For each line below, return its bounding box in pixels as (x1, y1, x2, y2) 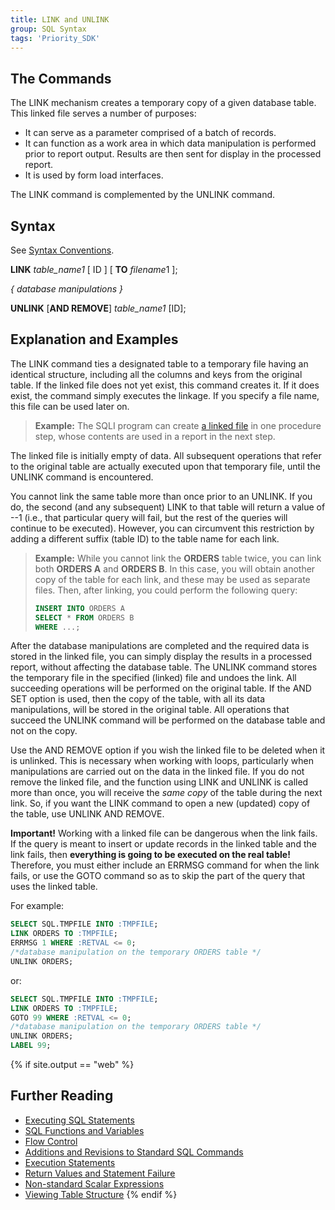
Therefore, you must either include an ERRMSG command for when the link (10, 859, 320, 871)
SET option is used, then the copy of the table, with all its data (10, 693, 266, 705)
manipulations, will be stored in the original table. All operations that (10, 704, 290, 716)
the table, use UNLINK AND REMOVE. (10, 808, 165, 820)
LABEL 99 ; (10, 1041, 52, 1051)
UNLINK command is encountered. (10, 471, 154, 483)
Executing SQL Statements (24, 1114, 135, 1126)
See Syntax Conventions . (10, 244, 115, 256)
